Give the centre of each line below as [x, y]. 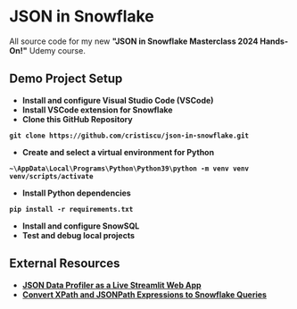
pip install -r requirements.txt [71, 209]
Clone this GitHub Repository [77, 119]
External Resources [65, 264]
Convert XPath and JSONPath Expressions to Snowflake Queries [144, 294]
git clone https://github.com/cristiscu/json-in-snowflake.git [129, 136]
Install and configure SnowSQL [81, 226]
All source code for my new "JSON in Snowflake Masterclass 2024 [134, 41]
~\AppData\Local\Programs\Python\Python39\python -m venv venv [129, 168]
